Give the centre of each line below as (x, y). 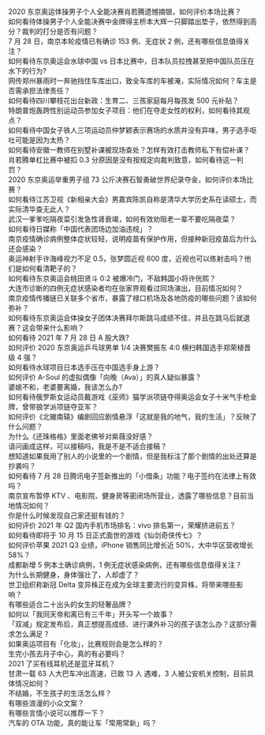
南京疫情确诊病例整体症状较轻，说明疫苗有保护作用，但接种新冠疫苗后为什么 (132, 239)
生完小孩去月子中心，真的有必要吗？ (67, 654)
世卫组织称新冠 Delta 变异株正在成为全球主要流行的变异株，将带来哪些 (122, 584)
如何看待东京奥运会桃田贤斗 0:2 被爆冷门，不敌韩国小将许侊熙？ (112, 278)
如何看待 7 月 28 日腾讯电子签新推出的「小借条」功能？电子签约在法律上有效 (132, 476)
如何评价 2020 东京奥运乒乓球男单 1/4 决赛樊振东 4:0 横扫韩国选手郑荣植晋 (130, 347)
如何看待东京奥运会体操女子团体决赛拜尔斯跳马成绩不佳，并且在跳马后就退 (129, 318)
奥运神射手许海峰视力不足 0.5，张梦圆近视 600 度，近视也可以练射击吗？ (126, 258)
